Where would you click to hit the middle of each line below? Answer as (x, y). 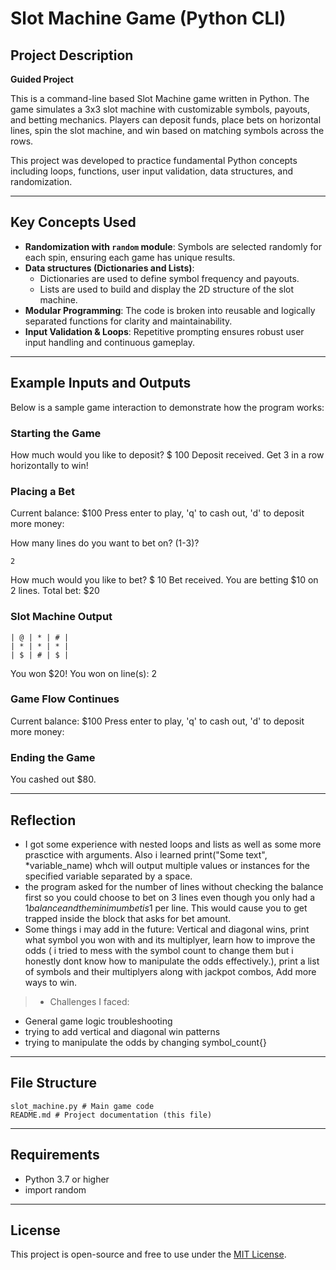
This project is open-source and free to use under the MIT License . (148, 1254)
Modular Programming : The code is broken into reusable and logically (170, 310)
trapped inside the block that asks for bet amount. (128, 918)
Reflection (43, 820)
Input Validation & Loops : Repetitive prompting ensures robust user (164, 331)
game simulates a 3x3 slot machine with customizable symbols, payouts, (160, 109)
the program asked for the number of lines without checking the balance (174, 886)
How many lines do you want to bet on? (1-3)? (105, 543)
